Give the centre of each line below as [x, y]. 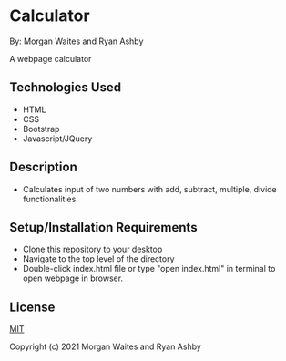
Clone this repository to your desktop [92, 249]
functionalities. [51, 199]
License [32, 307]
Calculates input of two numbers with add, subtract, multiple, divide [150, 189]
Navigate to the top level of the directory [98, 259]
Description [43, 167]
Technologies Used [65, 88]
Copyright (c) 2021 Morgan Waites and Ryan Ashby [106, 346]
